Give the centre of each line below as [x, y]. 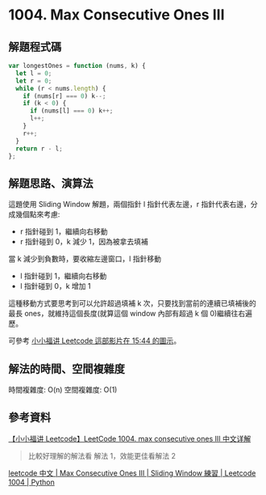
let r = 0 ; [34, 81]
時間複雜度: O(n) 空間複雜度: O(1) [63, 389]
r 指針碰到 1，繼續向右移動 [64, 231]
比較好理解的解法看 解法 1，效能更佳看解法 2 [102, 455]
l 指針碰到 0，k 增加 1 [55, 286]
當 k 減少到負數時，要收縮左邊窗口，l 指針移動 [85, 259]
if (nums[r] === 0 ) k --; [64, 96]
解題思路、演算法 [51, 183]
